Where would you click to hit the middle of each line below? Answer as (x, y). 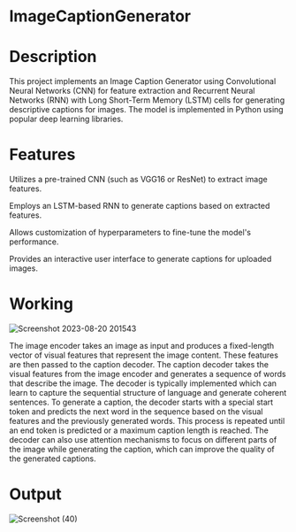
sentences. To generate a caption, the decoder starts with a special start (141, 402)
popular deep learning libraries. (66, 119)
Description (53, 57)
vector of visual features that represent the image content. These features (144, 355)
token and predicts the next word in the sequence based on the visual (136, 412)
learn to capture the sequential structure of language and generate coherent (148, 393)
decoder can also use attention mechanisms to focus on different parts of (143, 439)
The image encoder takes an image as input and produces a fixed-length (142, 346)
